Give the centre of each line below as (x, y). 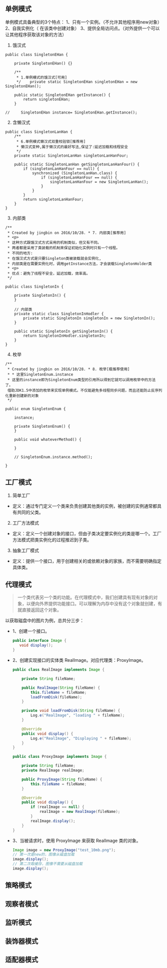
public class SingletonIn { (34, 287)
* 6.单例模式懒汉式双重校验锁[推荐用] (51, 142)
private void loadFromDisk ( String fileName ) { (71, 711)
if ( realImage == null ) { (57, 807)
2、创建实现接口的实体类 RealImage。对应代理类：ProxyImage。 (79, 660)
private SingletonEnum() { (42, 426)
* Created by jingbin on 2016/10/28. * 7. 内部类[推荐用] (67, 233)
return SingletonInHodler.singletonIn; (65, 336)
